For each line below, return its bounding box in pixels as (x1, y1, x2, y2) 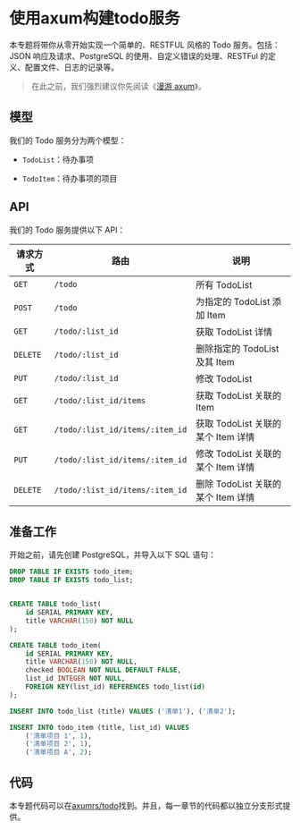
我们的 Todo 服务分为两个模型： (9, 135, 127, 146)
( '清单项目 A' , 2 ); (25, 748, 92, 757)
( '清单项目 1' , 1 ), (25, 731, 92, 741)
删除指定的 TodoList (195, 342, 279, 354)
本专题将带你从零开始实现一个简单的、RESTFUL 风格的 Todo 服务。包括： (9, 39, 281, 50)
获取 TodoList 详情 (195, 326, 273, 338)
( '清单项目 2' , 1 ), (25, 740, 92, 749)
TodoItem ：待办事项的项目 (21, 173, 118, 183)
